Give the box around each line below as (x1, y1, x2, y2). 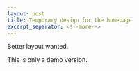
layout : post (7, 10, 45, 17)
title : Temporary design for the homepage (7, 17, 132, 24)
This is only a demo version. (7, 56, 88, 64)
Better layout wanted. (7, 42, 69, 51)
